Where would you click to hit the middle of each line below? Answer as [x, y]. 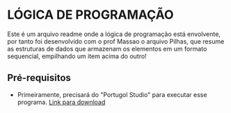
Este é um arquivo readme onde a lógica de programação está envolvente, [114, 34]
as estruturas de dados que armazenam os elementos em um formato [107, 49]
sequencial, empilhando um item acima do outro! [77, 56]
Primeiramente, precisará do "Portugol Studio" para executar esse [112, 94]
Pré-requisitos [39, 78]
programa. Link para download [61, 102]
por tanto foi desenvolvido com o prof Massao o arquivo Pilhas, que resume [116, 41]
